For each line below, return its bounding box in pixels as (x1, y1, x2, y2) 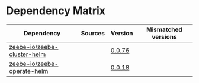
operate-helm (9, 67, 49, 75)
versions (152, 32, 177, 41)
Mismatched (146, 25, 182, 34)
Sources (81, 29, 105, 37)
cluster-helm (9, 50, 46, 58)
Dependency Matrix (6, 4, 105, 18)
